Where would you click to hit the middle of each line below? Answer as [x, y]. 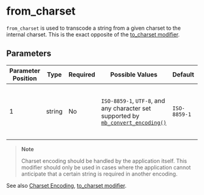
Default [183, 74]
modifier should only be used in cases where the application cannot [106, 167]
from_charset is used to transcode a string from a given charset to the [93, 28]
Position [25, 78]
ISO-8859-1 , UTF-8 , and [133, 100]
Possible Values [134, 74]
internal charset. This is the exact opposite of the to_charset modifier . [93, 34]
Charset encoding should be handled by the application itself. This [104, 161]
